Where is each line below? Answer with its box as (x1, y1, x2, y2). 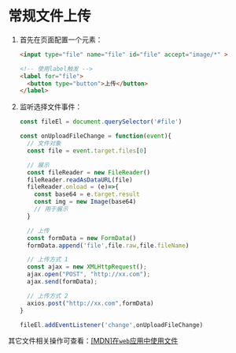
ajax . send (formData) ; (27, 278, 98, 286)
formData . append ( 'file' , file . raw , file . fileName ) (27, 242, 190, 250)
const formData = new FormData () (27, 234, 137, 242)
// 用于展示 (34, 205, 68, 213)
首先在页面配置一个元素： (19, 35, 103, 44)
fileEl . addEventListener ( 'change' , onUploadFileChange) (19, 321, 204, 329)
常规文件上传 (8, 7, 92, 25)
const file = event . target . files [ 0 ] (27, 147, 147, 155)
